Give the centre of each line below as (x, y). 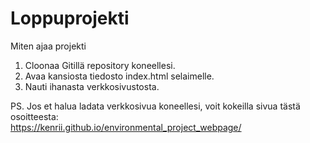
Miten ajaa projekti (48, 46)
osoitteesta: (34, 116)
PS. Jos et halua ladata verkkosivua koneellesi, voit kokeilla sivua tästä (155, 106)
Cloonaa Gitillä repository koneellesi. (100, 65)
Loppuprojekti (70, 18)
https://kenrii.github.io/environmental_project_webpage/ (126, 127)
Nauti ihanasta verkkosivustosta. (92, 86)
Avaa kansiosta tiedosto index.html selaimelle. (119, 76)
